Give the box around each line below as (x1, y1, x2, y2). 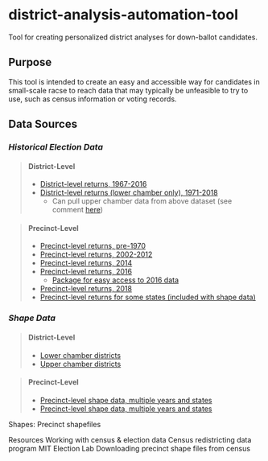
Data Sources (8, 117, 78, 131)
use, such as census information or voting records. (8, 94, 177, 104)
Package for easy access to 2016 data (52, 275, 179, 285)
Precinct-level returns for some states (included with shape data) (39, 292, 256, 303)
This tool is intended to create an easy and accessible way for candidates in (8, 76, 260, 86)
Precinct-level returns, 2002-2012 (39, 249, 153, 259)
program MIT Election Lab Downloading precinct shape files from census (8, 443, 251, 453)
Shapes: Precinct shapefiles (8, 419, 101, 429)
